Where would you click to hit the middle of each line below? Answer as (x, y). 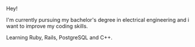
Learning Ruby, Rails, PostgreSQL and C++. (59, 37)
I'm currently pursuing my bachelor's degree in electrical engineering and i (97, 20)
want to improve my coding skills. (47, 26)
